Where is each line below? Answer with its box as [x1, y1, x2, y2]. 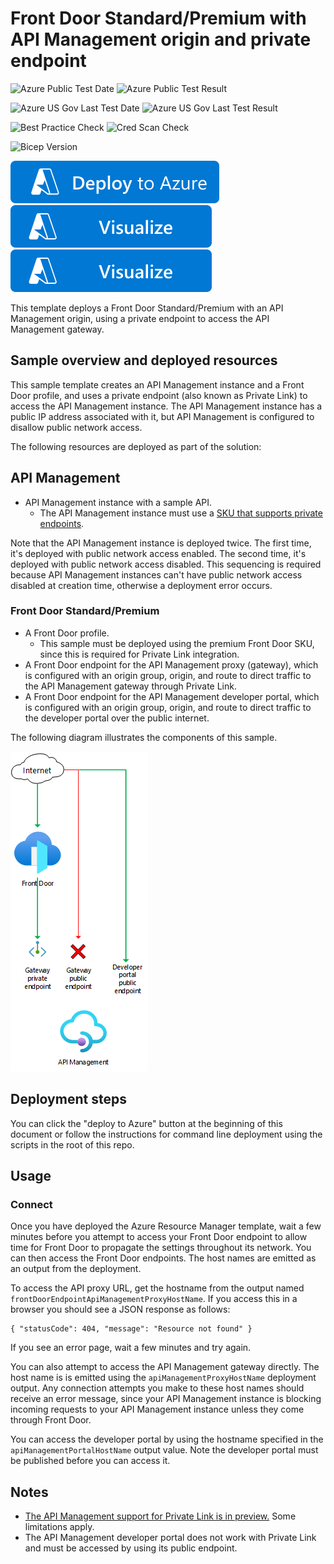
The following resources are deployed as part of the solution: [10, 440, 262, 452]
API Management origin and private [10, 28, 312, 51]
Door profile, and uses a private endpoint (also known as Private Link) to [10, 389, 308, 401]
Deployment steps [10, 1091, 127, 1108]
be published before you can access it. [10, 1455, 171, 1467]
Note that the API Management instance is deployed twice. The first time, [10, 537, 312, 549]
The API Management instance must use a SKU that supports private [39, 507, 323, 519]
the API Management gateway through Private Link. [24, 680, 237, 692]
